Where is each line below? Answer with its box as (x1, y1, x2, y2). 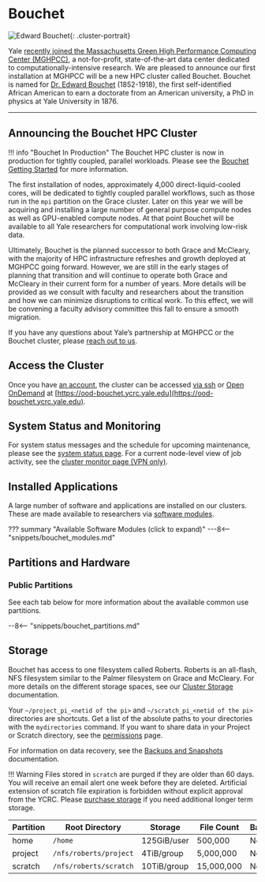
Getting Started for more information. (8, 164, 129, 174)
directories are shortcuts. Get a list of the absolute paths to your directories (8, 713, 253, 723)
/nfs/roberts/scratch (52, 861, 134, 870)
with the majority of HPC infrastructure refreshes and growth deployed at (8, 253, 246, 263)
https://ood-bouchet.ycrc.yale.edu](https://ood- (57, 388, 214, 398)
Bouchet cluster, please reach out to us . (8, 336, 138, 346)
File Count (200, 821, 240, 832)
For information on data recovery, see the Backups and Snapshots (8, 746, 223, 755)
